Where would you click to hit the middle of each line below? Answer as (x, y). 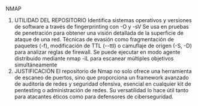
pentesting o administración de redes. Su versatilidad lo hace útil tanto (101, 90)
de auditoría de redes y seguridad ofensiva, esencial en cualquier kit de (103, 84)
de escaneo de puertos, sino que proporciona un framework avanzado (102, 78)
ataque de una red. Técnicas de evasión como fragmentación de (94, 39)
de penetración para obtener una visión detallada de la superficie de (99, 33)
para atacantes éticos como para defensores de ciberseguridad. (94, 96)
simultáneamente (36, 65)
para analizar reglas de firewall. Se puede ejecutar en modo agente (97, 52)
